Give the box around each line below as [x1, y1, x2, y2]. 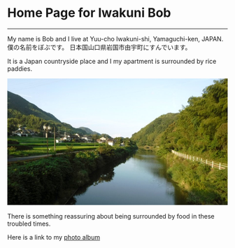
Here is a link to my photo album [7, 233, 100, 241]
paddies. [7, 64, 33, 73]
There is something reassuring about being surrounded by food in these [7, 212, 215, 220]
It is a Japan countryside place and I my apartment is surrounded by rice [7, 57, 217, 65]
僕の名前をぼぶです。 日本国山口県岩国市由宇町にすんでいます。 [7, 43, 192, 51]
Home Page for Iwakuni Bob [7, 5, 171, 21]
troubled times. [7, 219, 51, 228]
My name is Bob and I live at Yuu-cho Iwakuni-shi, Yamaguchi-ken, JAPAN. [7, 34, 224, 43]
